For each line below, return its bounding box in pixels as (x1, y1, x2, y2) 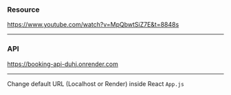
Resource (7, 5, 40, 14)
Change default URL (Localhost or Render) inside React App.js (7, 79, 184, 87)
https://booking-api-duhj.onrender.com (7, 60, 119, 68)
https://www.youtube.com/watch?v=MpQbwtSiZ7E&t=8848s (7, 21, 179, 29)
